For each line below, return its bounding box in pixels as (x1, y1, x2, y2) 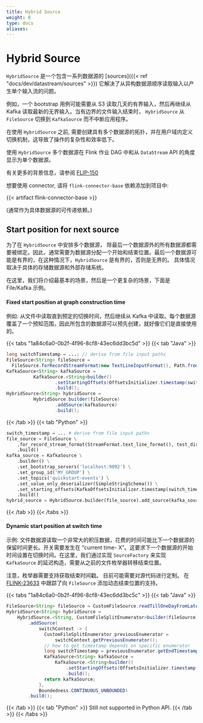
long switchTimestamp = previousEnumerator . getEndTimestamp (44, 648, 199, 654)
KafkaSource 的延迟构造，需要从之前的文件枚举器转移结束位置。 (6, 559, 165, 567)
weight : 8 (6, 14, 31, 21)
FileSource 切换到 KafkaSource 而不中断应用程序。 (6, 115, 132, 123)
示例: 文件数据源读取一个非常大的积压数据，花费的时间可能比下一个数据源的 (6, 536, 195, 544)
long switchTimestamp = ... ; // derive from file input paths (6, 352, 166, 358)
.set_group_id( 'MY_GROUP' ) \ (17, 469, 91, 475)
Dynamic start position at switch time (6, 522, 103, 529)
